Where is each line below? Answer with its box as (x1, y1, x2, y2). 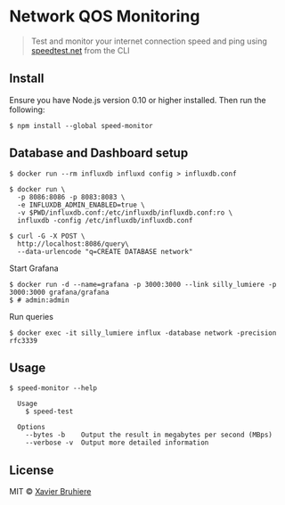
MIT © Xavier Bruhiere (9, 486, 92, 497)
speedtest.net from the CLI (30, 45, 131, 55)
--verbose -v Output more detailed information (25, 438, 209, 447)
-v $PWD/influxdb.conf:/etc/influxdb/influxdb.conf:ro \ (17, 208, 233, 217)
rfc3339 (9, 336, 38, 345)
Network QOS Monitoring (9, 6, 200, 27)
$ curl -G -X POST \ (9, 232, 86, 240)
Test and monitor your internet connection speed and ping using (30, 36, 267, 46)
